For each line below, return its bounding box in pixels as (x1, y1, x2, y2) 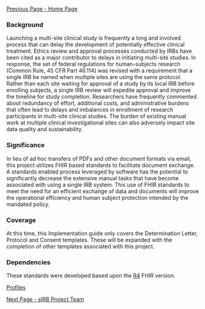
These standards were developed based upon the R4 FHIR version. (6, 272, 176, 280)
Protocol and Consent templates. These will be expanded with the (6, 236, 173, 243)
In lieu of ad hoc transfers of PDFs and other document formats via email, (6, 154, 192, 162)
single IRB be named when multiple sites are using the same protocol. (6, 74, 182, 81)
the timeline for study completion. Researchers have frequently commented (6, 93, 197, 101)
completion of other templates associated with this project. (6, 242, 155, 250)
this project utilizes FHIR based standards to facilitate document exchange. (6, 161, 195, 169)
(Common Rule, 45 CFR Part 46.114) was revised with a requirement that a (6, 67, 193, 74)
